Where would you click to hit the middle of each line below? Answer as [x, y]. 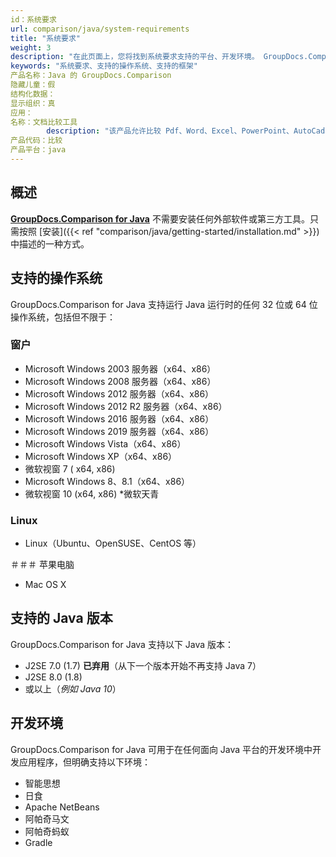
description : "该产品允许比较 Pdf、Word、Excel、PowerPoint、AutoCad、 [189, 131]
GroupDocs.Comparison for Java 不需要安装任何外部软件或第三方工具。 [160, 218]
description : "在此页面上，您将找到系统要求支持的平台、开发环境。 [135, 57]
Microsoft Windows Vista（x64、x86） [105, 443]
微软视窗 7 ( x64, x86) [70, 468]
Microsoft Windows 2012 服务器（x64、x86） [119, 393]
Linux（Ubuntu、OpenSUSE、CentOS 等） [113, 543]
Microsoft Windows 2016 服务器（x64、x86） [119, 418]
